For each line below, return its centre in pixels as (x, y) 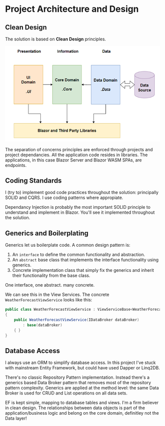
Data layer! (16, 418)
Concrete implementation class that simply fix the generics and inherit (83, 270)
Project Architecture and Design (72, 9)
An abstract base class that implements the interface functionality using (85, 260)
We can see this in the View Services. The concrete (57, 295)
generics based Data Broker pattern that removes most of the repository (78, 383)
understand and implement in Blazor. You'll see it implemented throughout (80, 212)
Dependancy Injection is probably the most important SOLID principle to (78, 207)
